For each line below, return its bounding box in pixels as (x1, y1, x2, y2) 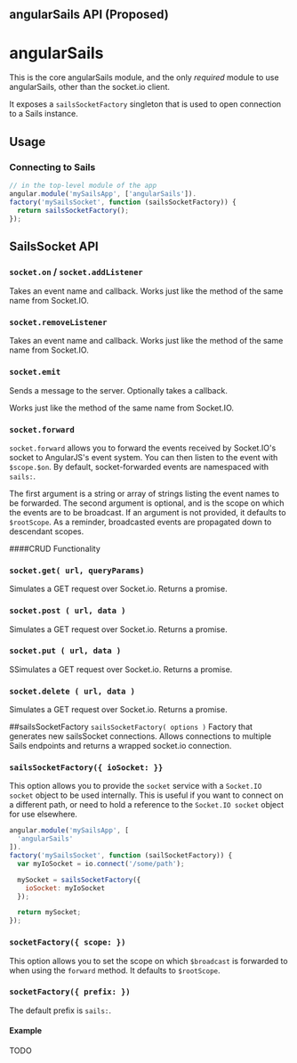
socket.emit (9, 367, 61, 377)
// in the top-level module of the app (9, 182, 157, 191)
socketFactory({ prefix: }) (9, 987, 131, 997)
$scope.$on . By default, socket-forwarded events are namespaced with (9, 461, 269, 472)
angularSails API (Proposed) (9, 7, 169, 22)
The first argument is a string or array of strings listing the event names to (9, 488, 280, 499)
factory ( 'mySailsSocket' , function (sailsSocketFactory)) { (9, 198, 237, 207)
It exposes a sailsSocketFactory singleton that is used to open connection (9, 99, 282, 110)
